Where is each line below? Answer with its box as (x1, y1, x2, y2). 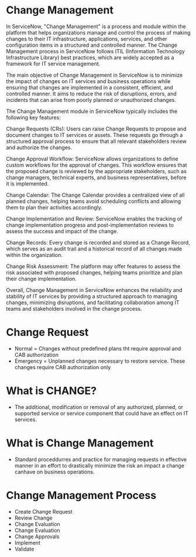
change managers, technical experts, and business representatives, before (6, 174, 187, 181)
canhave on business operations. (14, 468, 95, 475)
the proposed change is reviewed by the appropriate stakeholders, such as (6, 167, 187, 174)
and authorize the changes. (6, 144, 72, 151)
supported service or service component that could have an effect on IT (14, 410, 189, 417)
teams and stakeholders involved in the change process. (6, 305, 142, 312)
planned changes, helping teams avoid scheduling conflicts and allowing (6, 197, 181, 205)
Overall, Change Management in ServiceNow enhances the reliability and (6, 286, 183, 293)
